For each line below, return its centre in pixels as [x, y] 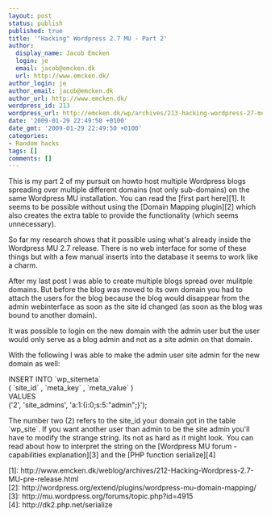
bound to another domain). [53, 315]
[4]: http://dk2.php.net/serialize [60, 505]
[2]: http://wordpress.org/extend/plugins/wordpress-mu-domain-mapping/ [132, 488]
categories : [28, 136]
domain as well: [34, 364]
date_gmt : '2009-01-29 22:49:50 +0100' [75, 128]
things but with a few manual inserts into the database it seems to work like [133, 257]
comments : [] [30, 158]
